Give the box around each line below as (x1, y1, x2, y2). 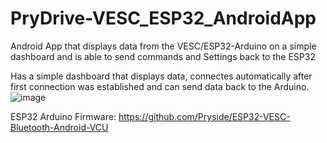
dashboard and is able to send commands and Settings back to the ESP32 (10, 50, 316, 62)
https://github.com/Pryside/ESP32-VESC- (118, 110, 291, 122)
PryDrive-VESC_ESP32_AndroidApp (10, 7, 317, 30)
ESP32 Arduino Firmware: (10, 110, 117, 122)
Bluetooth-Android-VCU (10, 121, 109, 133)
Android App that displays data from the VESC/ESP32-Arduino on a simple (10, 40, 317, 52)
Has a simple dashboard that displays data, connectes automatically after (10, 70, 313, 82)
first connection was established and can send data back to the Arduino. (10, 80, 310, 92)
